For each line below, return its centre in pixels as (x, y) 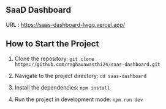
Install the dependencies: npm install (62, 87)
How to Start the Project (52, 44)
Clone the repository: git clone (54, 58)
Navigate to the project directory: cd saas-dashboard (81, 76)
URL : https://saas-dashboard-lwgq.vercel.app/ (66, 24)
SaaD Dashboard (39, 10)
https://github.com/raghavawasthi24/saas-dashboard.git (87, 64)
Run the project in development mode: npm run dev (79, 99)
